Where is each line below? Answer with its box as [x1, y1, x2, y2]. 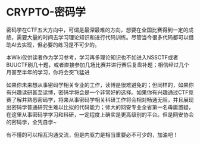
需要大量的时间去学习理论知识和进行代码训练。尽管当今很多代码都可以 [16, 33, 189, 40]
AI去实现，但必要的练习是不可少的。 [11, 41, 100, 48]
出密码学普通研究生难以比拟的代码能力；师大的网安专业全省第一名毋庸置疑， [6, 104, 194, 111]
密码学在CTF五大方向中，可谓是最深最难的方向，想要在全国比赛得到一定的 [6, 26, 189, 33]
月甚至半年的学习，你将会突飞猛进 [6, 68, 90, 76]
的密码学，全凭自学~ [6, 118, 57, 126]
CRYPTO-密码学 [6, 5, 86, 19]
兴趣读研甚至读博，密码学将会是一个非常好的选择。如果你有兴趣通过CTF [11, 89, 189, 96]
